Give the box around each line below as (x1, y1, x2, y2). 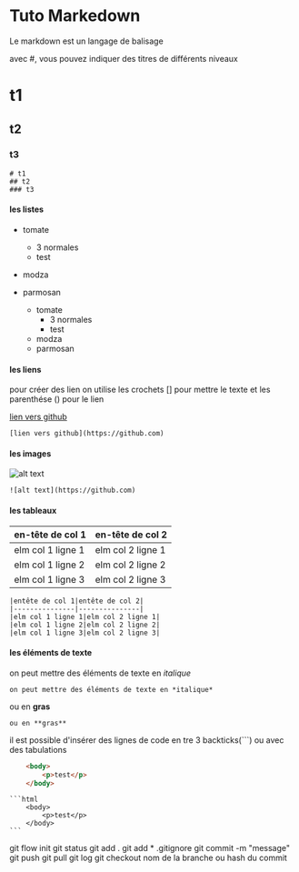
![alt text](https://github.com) (9, 486, 136, 496)
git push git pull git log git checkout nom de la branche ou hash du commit (9, 852, 288, 864)
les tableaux (9, 506, 57, 516)
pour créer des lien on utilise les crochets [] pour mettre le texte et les (9, 384, 271, 396)
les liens (9, 364, 42, 375)
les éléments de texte (9, 647, 93, 658)
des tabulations (9, 744, 67, 755)
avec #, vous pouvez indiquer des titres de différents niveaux (9, 53, 239, 64)
